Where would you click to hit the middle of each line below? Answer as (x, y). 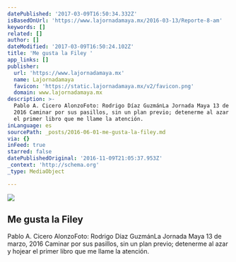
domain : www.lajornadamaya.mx (58, 93)
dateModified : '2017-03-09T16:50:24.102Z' (71, 47)
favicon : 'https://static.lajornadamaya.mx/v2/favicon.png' (104, 86)
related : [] (25, 34)
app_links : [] (28, 60)
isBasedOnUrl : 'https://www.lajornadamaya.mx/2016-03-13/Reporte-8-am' (115, 20)
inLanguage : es (30, 125)
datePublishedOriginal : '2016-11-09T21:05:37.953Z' (85, 159)
